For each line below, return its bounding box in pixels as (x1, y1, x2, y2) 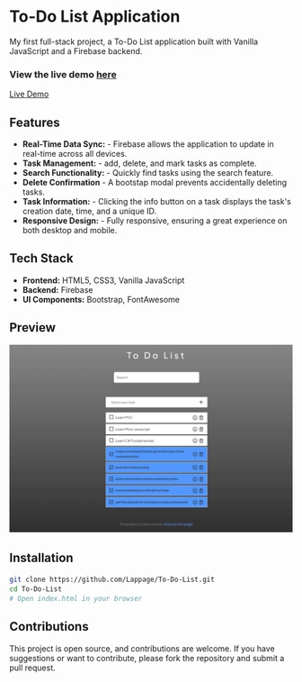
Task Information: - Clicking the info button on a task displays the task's (22, 196, 292, 207)
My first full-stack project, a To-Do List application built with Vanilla (9, 36, 259, 47)
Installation (9, 550, 74, 565)
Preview (9, 320, 57, 335)
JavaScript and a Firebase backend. (9, 45, 143, 56)
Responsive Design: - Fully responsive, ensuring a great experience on (22, 215, 288, 226)
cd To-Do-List (9, 585, 63, 594)
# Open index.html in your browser (9, 594, 143, 603)
